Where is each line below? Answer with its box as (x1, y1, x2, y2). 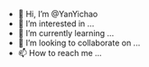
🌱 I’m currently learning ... (17, 28, 115, 38)
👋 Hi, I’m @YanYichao (17, 9, 98, 19)
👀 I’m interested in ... (17, 18, 95, 29)
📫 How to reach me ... (17, 48, 102, 58)
